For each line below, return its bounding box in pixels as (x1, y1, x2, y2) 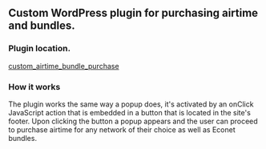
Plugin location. (8, 43, 71, 54)
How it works (8, 81, 61, 92)
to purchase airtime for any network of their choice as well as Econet (8, 124, 236, 135)
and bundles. (8, 19, 76, 33)
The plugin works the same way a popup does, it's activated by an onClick (8, 99, 254, 109)
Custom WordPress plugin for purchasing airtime (8, 6, 259, 20)
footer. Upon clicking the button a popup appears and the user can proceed (8, 116, 258, 126)
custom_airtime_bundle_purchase (8, 61, 119, 70)
